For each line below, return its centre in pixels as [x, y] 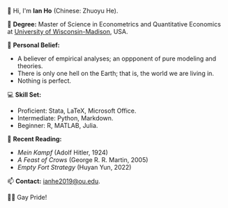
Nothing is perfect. [44, 81]
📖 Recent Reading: [35, 139]
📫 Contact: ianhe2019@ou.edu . [54, 181]
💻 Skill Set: [24, 95]
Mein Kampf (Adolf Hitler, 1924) [62, 152]
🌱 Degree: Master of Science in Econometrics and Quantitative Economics [114, 24]
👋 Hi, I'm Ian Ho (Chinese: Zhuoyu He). [63, 11]
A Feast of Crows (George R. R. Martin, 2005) [83, 160]
